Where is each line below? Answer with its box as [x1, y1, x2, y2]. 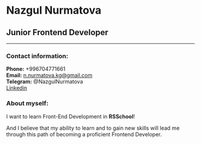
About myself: [6, 99, 49, 108]
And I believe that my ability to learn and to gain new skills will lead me [6, 124, 180, 132]
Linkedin [6, 84, 28, 92]
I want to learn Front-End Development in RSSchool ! [6, 112, 135, 120]
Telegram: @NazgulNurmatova [6, 78, 83, 85]
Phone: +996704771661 [6, 65, 66, 73]
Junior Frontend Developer [6, 27, 109, 37]
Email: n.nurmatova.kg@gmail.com [6, 72, 93, 79]
